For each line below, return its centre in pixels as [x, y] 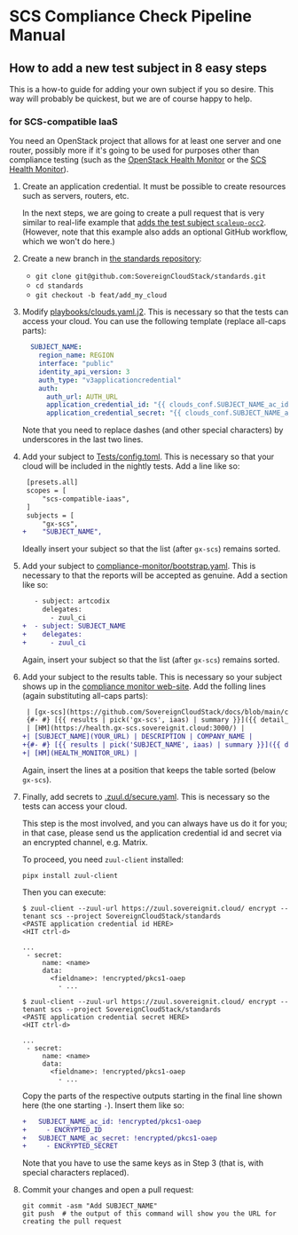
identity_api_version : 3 [84, 372]
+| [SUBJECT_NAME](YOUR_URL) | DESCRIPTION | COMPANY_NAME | [137, 737]
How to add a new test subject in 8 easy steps [138, 68]
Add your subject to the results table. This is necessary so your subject [152, 677]
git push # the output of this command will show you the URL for [149, 1214]
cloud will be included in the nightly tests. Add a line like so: [131, 466]
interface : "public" [76, 364]
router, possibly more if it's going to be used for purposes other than [134, 150]
